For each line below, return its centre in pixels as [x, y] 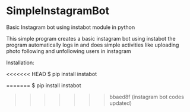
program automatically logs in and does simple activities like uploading [93, 45]
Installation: [20, 62]
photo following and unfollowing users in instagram [69, 51]
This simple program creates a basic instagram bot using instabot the [91, 38]
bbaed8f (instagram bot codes [147, 97]
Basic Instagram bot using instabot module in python [71, 27]
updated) [121, 103]
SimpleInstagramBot [58, 11]
